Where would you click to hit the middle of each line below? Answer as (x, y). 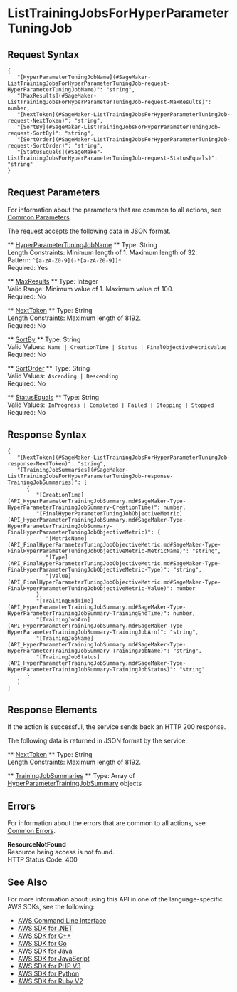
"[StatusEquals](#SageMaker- (60, 152)
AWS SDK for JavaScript (54, 959)
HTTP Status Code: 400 (43, 859)
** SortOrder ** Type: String (49, 368)
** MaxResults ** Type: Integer (53, 281)
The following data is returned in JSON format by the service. (97, 741)
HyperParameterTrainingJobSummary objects (75, 784)
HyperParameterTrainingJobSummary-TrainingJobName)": (89, 651)
